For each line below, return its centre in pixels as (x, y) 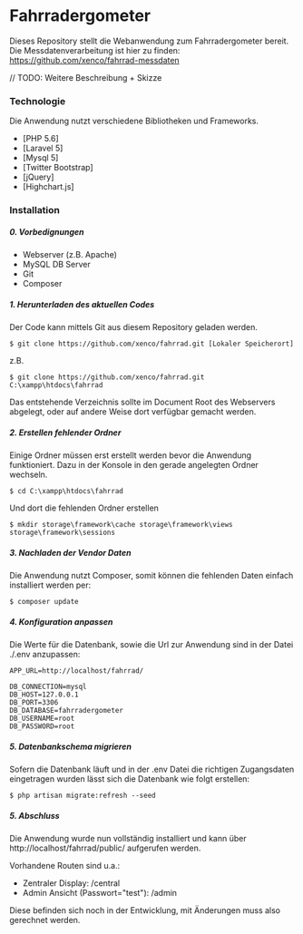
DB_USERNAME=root (42, 718)
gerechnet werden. (45, 919)
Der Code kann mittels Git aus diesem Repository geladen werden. (134, 327)
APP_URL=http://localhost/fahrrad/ (77, 671)
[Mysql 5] (40, 158)
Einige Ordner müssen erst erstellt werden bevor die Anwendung (131, 455)
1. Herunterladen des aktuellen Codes (82, 304)
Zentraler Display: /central (71, 883)
